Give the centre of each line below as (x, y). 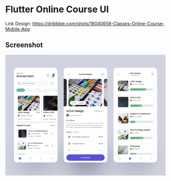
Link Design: (18, 24)
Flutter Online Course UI (57, 9)
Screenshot (24, 45)
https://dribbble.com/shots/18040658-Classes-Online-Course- (98, 24)
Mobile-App (18, 29)
